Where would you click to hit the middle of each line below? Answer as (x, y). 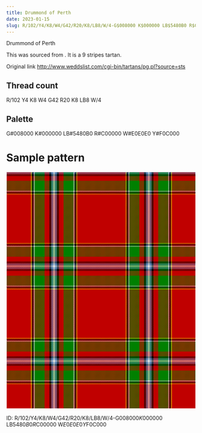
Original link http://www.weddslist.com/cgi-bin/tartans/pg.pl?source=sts (96, 67)
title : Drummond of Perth (38, 13)
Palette (20, 119)
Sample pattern (46, 158)
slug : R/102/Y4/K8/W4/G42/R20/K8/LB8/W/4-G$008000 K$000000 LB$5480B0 (96, 25)
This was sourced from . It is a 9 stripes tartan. (64, 55)
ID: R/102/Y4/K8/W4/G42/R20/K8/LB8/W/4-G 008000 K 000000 (84, 418)
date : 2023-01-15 (28, 19)
